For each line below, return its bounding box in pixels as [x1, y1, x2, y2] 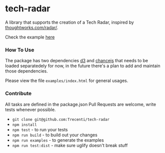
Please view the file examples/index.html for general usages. [5, 77, 129, 84]
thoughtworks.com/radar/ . [5, 24, 58, 30]
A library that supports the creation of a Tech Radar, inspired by [5, 19, 134, 25]
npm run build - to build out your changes [12, 132, 98, 138]
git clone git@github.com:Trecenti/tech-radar [12, 117, 110, 122]
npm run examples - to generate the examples [12, 137, 104, 143]
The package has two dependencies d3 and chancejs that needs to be [5, 58, 149, 64]
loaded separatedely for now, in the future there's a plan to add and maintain [5, 63, 161, 69]
